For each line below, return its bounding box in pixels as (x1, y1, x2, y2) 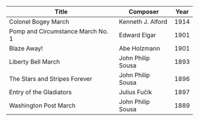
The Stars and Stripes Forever (9, 75, 92, 82)
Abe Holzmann (118, 44, 161, 52)
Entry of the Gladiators (9, 88, 72, 96)
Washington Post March (9, 101, 76, 109)
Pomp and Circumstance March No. (9, 27, 108, 35)
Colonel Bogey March (9, 18, 69, 26)
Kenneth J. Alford (118, 18, 168, 26)
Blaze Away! (9, 44, 43, 52)
